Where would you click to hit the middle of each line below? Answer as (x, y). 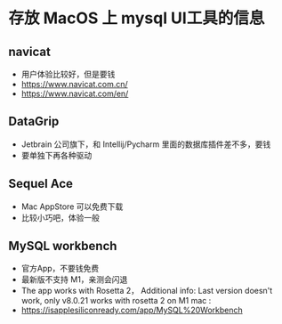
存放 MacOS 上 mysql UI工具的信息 (137, 18)
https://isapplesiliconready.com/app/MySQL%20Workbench (132, 310)
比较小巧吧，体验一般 (60, 217)
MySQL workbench (63, 246)
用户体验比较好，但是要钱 (68, 74)
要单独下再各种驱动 (56, 155)
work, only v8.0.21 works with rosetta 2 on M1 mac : (116, 301)
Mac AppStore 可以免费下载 (72, 207)
